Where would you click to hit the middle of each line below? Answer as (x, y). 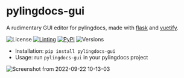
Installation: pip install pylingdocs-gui (65, 51)
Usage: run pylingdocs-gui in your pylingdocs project (81, 57)
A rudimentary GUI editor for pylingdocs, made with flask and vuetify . (93, 28)
